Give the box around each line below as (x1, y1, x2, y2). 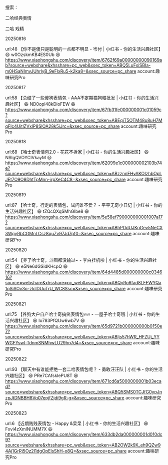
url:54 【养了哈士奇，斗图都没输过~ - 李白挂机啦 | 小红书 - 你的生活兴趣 (5, 257, 152, 263)
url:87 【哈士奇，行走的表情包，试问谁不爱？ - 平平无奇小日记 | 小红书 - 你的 (5, 202, 162, 208)
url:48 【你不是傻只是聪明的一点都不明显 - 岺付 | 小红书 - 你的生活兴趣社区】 (5, 46, 163, 52)
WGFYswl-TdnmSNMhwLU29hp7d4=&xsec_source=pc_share (5, 340, 132, 345)
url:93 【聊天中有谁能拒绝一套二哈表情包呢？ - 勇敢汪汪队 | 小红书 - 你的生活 (5, 366, 163, 372)
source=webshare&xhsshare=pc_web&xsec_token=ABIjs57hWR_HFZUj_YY (5, 334, 160, 339)
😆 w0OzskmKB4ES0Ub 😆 (5, 52, 60, 58)
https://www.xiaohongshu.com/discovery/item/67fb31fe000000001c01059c (5, 107, 161, 113)
